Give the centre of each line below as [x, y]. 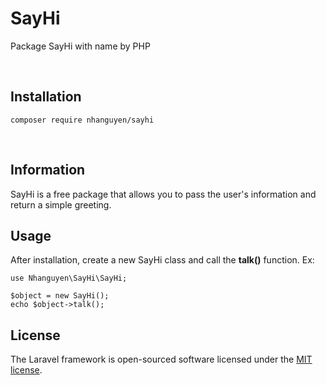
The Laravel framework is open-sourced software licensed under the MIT [161, 359]
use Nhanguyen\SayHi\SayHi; [69, 278]
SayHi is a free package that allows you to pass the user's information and [163, 194]
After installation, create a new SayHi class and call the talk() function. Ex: [162, 260]
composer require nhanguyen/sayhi [82, 120]
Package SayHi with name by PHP [80, 46]
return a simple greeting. [61, 204]
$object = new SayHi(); [60, 296]
